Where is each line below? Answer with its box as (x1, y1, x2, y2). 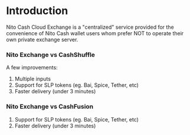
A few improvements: (6, 64, 58, 71)
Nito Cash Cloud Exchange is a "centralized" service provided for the (6, 23, 174, 31)
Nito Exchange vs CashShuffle (6, 50, 96, 59)
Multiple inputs (14, 75, 51, 83)
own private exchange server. (6, 36, 78, 43)
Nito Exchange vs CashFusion (6, 103, 94, 111)
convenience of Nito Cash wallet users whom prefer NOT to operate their (6, 29, 184, 36)
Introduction (6, 4, 68, 18)
